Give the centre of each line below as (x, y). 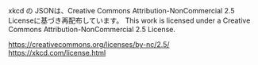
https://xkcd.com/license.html (57, 53)
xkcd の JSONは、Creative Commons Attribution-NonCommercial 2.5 (122, 11)
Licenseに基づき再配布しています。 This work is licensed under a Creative (129, 20)
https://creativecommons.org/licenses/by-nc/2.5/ (89, 44)
